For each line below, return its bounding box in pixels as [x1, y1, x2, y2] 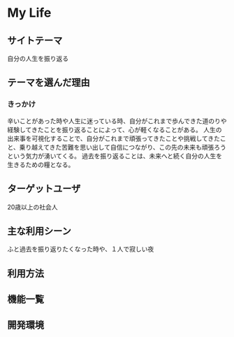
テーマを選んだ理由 [7, 77, 90, 89]
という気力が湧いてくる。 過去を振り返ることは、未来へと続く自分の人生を [7, 152, 223, 160]
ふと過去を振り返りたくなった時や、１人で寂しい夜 [7, 245, 154, 253]
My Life [7, 5, 52, 21]
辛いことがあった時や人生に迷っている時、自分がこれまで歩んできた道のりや [7, 117, 227, 125]
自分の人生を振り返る [7, 55, 68, 62]
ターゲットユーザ [7, 183, 81, 195]
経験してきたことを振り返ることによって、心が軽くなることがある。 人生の [7, 125, 222, 134]
